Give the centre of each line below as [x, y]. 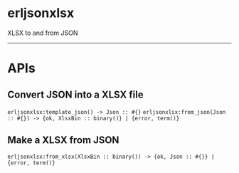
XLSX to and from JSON [43, 33]
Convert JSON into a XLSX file [75, 94]
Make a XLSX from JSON [63, 140]
